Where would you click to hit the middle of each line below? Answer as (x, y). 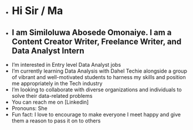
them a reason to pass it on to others (56, 121)
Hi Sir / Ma (37, 11)
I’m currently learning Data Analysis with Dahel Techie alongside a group (99, 71)
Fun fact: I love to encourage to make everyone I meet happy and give (96, 114)
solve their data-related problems (52, 96)
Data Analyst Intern (48, 51)
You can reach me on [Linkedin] (50, 102)
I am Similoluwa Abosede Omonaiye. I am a (92, 32)
